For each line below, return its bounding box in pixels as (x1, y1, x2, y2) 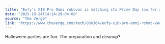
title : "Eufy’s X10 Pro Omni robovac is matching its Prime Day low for (5, 7, 157, 12)
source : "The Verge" (5, 16, 48, 21)
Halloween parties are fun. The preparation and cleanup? (5, 34, 121, 40)
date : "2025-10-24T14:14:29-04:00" (5, 12, 78, 16)
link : (5, 20, 16, 26)
